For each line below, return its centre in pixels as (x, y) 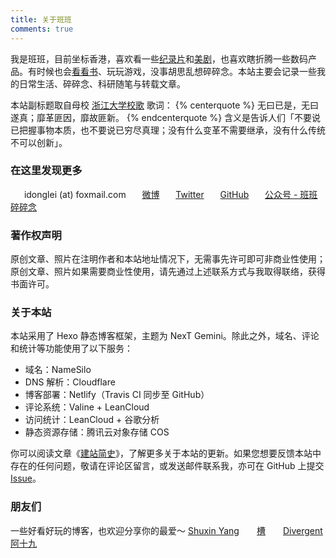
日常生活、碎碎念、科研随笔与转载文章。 (102, 83)
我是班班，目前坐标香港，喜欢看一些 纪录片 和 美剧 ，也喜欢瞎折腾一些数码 (159, 58)
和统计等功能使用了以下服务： (71, 348)
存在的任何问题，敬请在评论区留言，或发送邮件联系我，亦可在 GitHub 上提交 (167, 466)
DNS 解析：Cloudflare (70, 382)
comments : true (42, 29)
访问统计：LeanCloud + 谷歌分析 (92, 420)
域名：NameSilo (58, 370)
